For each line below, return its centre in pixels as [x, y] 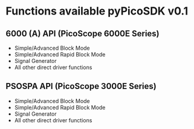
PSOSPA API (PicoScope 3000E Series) [81, 86]
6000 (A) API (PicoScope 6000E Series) [82, 34]
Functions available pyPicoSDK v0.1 [97, 11]
